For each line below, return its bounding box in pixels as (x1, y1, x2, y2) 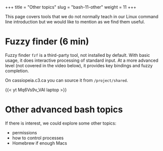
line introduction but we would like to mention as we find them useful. (5, 19, 145, 25)
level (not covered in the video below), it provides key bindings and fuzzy (5, 62, 153, 68)
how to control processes (12, 135, 64, 141)
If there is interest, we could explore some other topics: (5, 120, 116, 126)
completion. (5, 68, 29, 74)
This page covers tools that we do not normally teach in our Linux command (5, 14, 159, 19)
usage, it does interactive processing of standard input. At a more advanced (5, 57, 159, 63)
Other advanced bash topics (5, 104, 123, 115)
